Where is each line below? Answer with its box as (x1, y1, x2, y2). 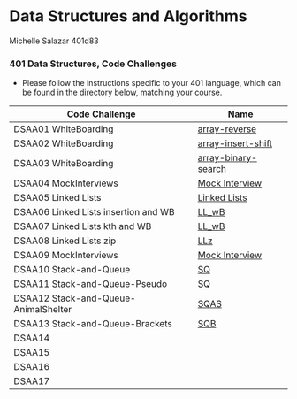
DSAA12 (13, 292, 50, 304)
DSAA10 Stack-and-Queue (13, 264, 131, 276)
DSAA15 (13, 347, 50, 359)
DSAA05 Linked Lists (13, 192, 102, 204)
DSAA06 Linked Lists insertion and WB (13, 206, 175, 219)
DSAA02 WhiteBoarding (13, 137, 114, 150)
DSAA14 (13, 332, 50, 344)
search (197, 163, 227, 175)
